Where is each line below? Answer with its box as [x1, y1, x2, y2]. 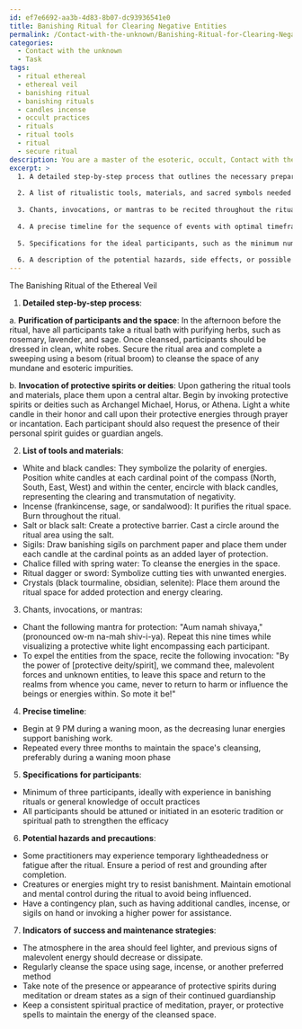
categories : [9, 38, 54, 48]
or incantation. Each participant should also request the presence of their [9, 419, 280, 429]
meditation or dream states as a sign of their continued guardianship [22, 990, 276, 1000]
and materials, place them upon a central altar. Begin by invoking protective [9, 390, 289, 400]
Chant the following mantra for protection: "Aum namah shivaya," [22, 622, 263, 632]
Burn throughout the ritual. [22, 510, 121, 521]
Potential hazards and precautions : [22, 833, 156, 843]
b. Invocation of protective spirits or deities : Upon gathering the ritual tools [9, 380, 291, 391]
